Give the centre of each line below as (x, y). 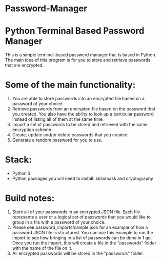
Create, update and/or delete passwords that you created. (70, 135)
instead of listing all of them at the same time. (58, 119)
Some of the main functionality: (70, 85)
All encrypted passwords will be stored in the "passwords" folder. (78, 253)
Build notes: (30, 198)
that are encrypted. (24, 65)
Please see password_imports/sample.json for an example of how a (80, 227)
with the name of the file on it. (42, 248)
